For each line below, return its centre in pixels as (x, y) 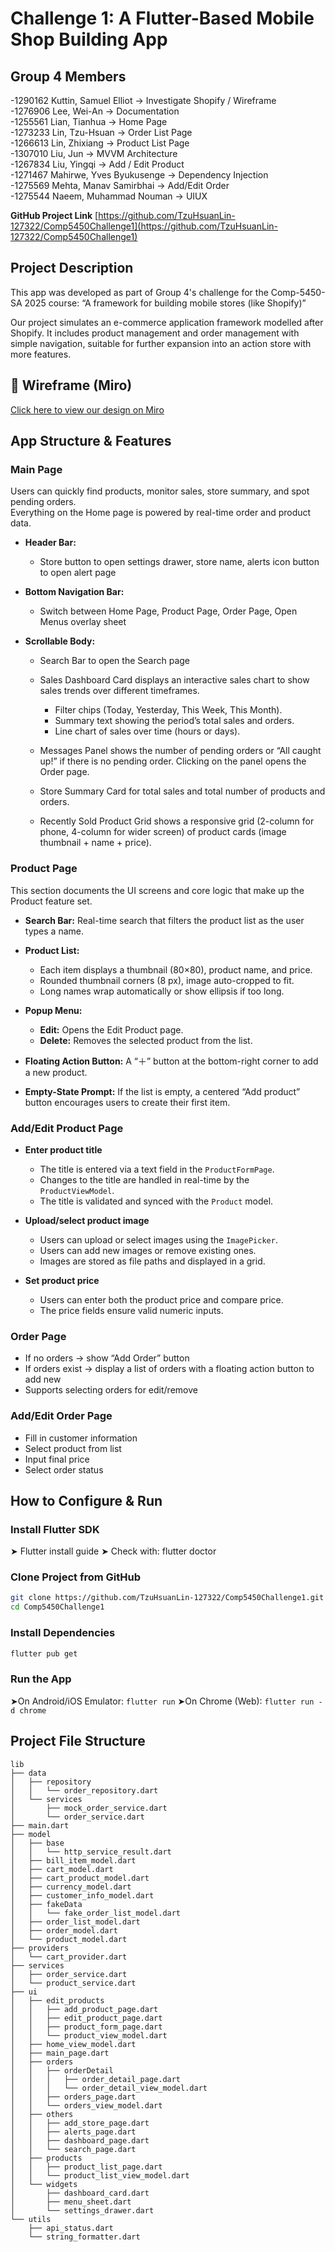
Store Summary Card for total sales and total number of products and (182, 791)
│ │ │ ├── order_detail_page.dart (96, 2079)
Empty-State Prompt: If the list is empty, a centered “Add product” (162, 1091)
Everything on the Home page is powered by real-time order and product (161, 513)
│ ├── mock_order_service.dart (89, 1808)
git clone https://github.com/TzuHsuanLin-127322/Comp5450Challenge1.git (167, 1598)
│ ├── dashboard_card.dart (80, 2193)
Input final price (57, 1459)
